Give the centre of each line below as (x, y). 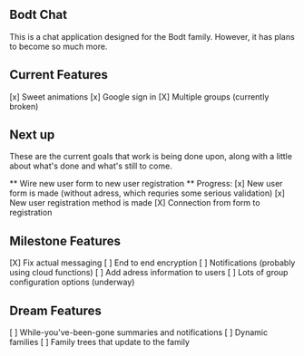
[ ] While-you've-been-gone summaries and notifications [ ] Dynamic (139, 332)
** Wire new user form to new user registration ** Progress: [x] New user (146, 184)
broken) (24, 106)
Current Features (59, 75)
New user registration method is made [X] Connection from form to (135, 203)
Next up (32, 135)
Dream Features (55, 310)
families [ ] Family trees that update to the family (100, 342)
